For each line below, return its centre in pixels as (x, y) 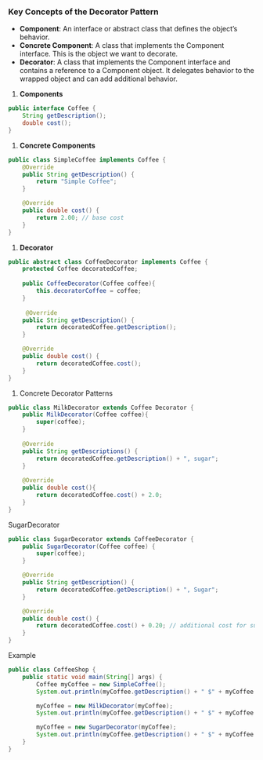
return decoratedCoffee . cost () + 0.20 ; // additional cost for (141, 626)
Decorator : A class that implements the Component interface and (125, 62)
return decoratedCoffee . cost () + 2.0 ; (99, 495)
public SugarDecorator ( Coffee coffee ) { (89, 546)
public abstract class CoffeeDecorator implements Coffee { (108, 261)
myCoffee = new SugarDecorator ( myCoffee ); (106, 727)
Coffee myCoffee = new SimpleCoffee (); (101, 684)
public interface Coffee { (52, 108)
